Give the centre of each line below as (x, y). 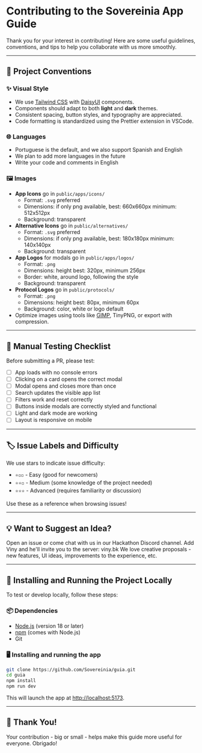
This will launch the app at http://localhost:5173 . (65, 698)
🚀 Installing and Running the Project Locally (89, 580)
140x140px (37, 245)
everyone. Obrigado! (32, 743)
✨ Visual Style (28, 88)
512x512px (37, 213)
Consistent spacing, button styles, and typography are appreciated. (99, 114)
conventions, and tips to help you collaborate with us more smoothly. (92, 47)
